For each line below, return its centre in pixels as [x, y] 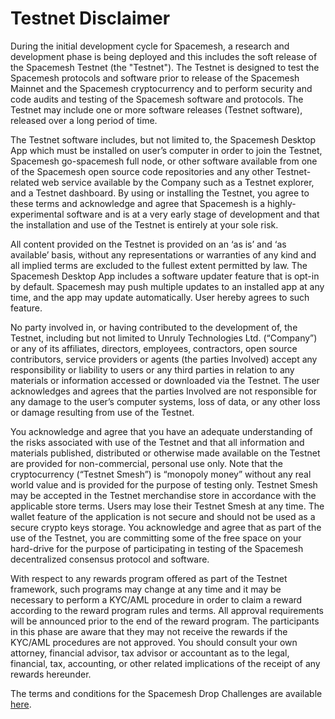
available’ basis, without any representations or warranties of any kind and [163, 254]
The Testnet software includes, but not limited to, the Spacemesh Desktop [163, 139]
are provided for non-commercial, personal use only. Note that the [146, 463]
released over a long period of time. [84, 120]
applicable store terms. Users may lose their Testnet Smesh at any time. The [167, 506]
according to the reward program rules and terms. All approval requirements [167, 610]
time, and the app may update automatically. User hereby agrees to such [160, 297]
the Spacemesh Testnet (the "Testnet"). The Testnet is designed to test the [165, 67]
